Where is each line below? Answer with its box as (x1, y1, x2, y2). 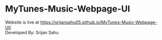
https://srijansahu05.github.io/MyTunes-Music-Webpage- (40, 19, 157, 25)
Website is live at (5, 19, 39, 25)
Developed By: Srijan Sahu (5, 29, 59, 35)
